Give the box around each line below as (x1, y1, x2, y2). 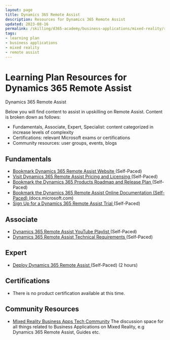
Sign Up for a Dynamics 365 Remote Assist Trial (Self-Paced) (12, 200, 141, 206)
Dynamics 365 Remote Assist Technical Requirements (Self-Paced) (12, 234, 153, 240)
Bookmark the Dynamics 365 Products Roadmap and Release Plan (12, 179, 151, 185)
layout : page (5, 7, 33, 13)
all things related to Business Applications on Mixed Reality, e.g (12, 323, 145, 329)
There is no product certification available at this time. (12, 290, 125, 296)
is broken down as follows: (5, 114, 61, 120)
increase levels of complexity (12, 130, 74, 136)
